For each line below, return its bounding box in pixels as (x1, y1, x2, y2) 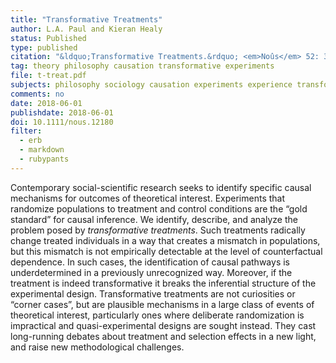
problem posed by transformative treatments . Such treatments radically (10, 224, 306, 236)
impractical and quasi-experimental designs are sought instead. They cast (10, 319, 317, 331)
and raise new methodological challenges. (10, 341, 185, 353)
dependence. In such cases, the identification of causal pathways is (10, 256, 290, 268)
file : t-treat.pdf (10, 71, 87, 81)
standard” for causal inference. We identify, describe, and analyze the (10, 213, 298, 225)
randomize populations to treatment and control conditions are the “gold (10, 202, 308, 215)
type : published (10, 42, 78, 53)
